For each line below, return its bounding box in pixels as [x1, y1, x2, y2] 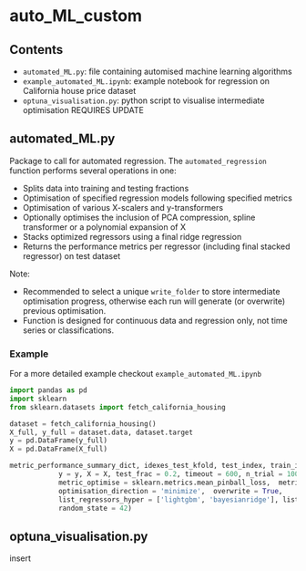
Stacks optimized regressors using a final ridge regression [22, 231, 242, 242]
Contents [9, 42, 64, 57]
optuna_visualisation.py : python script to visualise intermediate [22, 95, 265, 106]
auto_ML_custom [9, 5, 143, 26]
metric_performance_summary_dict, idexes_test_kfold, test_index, [9, 462, 267, 471]
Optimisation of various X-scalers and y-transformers [22, 202, 224, 213]
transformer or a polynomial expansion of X [22, 221, 187, 233]
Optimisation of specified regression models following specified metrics [22, 192, 293, 203]
